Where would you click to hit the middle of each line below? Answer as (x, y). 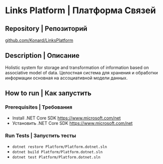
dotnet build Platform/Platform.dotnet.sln (57, 152)
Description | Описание (42, 56)
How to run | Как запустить (48, 93)
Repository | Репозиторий (46, 29)
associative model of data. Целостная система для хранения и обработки (81, 72)
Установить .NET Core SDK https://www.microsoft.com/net (72, 123)
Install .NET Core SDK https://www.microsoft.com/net (67, 118)
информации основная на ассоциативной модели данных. (66, 78)
